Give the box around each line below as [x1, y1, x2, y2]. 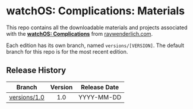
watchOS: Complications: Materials [6, 4, 185, 18]
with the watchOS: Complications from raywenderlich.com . [6, 30, 153, 37]
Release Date [81, 83, 119, 91]
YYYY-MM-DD [78, 93, 122, 101]
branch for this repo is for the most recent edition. [6, 48, 128, 55]
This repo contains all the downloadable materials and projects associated [6, 24, 188, 31]
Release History [6, 66, 67, 76]
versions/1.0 [9, 93, 45, 101]
